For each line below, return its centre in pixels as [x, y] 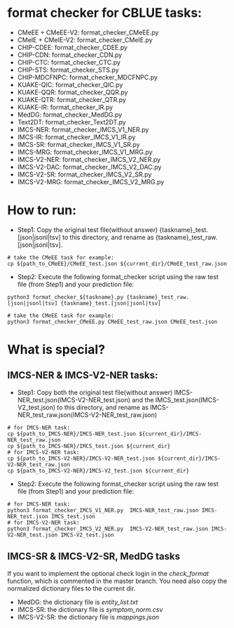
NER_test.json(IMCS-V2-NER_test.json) [74, 399]
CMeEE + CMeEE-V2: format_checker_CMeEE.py [88, 32]
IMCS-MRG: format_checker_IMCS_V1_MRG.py [85, 152]
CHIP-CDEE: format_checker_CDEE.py [73, 47]
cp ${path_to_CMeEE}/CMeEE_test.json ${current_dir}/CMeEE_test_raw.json [117, 264]
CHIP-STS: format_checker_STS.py [68, 70]
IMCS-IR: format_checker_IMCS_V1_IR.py [76, 137]
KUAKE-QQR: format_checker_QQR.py [73, 92]
